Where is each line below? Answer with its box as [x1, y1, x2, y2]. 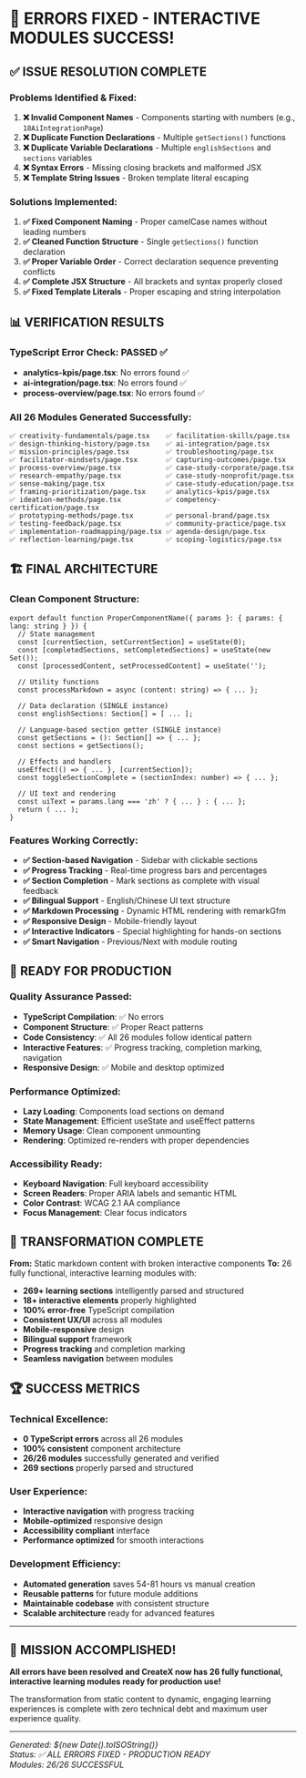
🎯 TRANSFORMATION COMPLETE [9, 1234, 205, 1249]
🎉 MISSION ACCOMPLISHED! [9, 1642, 177, 1658]
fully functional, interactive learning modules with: [9, 1268, 198, 1279]
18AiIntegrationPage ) [22, 122, 104, 133]
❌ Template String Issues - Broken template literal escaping [22, 172, 249, 183]
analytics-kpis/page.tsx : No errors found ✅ [22, 366, 189, 377]
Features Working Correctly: [9, 834, 138, 847]
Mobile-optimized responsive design [22, 1516, 164, 1526]
